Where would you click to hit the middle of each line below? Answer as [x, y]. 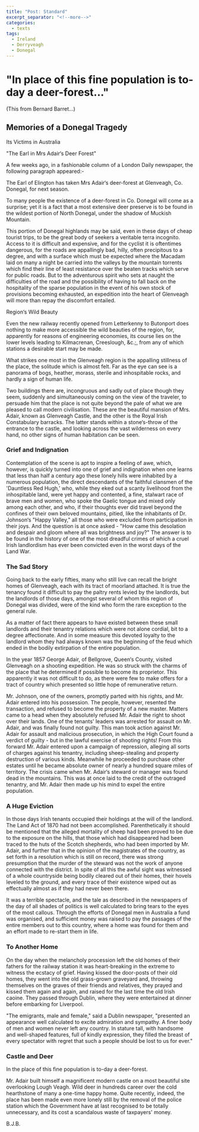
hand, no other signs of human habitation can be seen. [73, 435]
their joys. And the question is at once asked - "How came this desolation [96, 526]
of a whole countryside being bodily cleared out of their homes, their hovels [99, 876]
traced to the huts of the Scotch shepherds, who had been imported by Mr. [98, 845]
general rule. [22, 611]
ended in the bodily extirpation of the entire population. [74, 648]
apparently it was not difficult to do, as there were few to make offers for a [97, 678]
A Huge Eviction [30, 807]
